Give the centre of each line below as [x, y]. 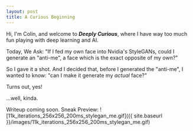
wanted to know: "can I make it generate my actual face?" [77, 75]
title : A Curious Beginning [41, 17]
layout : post [22, 11]
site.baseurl [148, 116]
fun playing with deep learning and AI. [52, 40]
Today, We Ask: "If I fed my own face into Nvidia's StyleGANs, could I [90, 51]
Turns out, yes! [24, 86]
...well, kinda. [22, 98]
